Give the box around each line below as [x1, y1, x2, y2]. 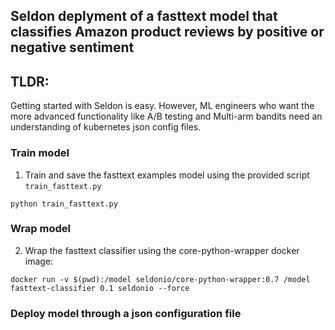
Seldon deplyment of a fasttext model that [10, 8, 278, 25]
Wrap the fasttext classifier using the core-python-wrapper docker [24, 244, 300, 256]
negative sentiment [10, 39, 135, 56]
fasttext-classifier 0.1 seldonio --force [10, 283, 190, 293]
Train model [10, 146, 70, 160]
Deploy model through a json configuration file [10, 306, 242, 320]
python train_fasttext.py [10, 199, 118, 209]
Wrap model [10, 222, 71, 236]
